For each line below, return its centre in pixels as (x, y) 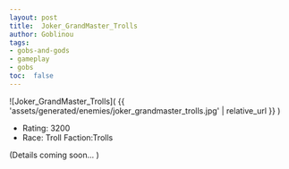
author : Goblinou (42, 34)
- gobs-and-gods (39, 51)
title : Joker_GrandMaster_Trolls (74, 26)
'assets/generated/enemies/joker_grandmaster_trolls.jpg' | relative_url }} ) (145, 110)
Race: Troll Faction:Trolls (68, 137)
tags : (19, 42)
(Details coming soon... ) (55, 155)
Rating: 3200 (46, 128)
